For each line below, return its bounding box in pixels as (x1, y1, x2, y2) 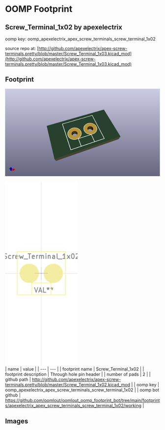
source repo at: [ (5, 46, 39, 51)
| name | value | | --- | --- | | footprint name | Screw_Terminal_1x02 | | (5, 366, 144, 372)
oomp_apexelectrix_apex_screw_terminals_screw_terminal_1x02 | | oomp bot (5, 387, 160, 393)
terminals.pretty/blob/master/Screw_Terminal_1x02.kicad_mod (5, 382, 131, 388)
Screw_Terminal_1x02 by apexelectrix (5, 23, 123, 31)
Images (5, 417, 28, 425)
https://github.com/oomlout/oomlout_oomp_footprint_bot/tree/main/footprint (5, 398, 160, 403)
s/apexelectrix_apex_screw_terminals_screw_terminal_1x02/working (5, 403, 141, 408)
